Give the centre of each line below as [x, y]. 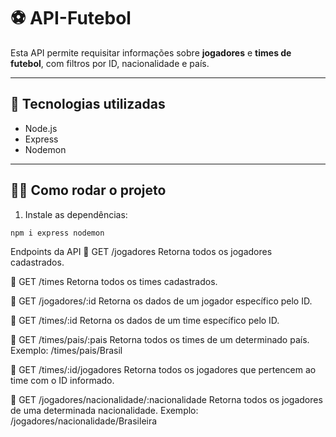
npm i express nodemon [57, 233]
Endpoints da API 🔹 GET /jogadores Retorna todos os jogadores [141, 252]
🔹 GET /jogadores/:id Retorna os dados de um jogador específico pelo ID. [161, 301]
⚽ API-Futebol [71, 18]
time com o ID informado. [62, 381]
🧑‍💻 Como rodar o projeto [88, 190]
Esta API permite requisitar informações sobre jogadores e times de [151, 52]
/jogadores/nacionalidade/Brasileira [84, 421]
